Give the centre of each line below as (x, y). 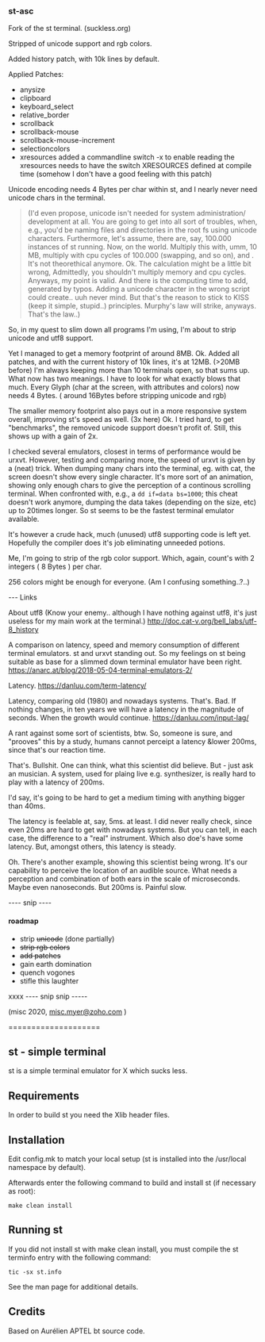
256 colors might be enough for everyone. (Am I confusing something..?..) (129, 582)
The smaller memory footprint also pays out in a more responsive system (128, 411)
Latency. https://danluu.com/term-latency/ (77, 686)
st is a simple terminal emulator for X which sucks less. (98, 1071)
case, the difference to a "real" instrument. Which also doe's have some (126, 838)
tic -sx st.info (35, 1272)
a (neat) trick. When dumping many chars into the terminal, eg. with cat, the (132, 469)
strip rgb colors (45, 947)
